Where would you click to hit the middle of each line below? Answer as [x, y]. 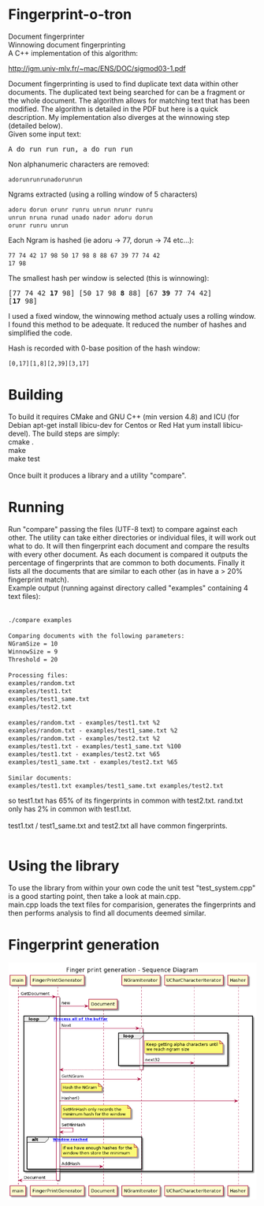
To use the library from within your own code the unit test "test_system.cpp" [132, 888]
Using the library [64, 866]
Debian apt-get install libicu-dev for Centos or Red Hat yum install [115, 425]
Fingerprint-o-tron [70, 15]
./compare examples [40, 620]
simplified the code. [40, 332]
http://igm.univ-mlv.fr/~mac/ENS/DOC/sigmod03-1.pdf [97, 68]
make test [24, 459]
